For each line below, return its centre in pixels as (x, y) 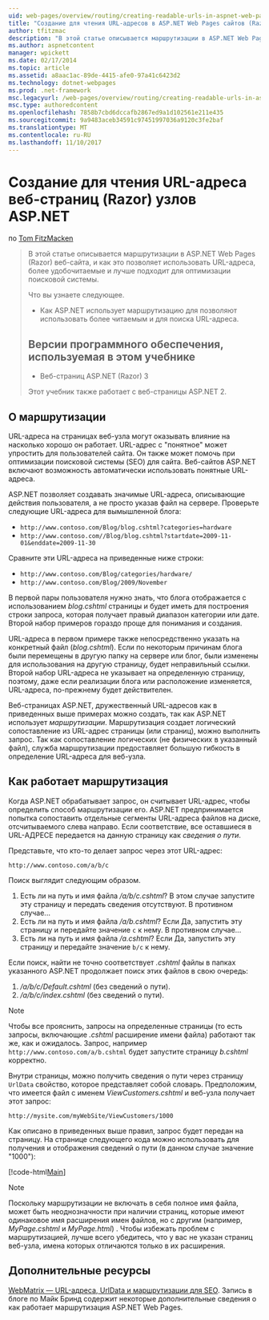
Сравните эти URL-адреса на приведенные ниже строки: (106, 558)
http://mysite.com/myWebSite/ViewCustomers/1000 (91, 1116)
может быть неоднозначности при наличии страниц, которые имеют (126, 1211)
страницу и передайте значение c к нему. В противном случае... (130, 929)
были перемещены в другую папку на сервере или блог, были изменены (133, 656)
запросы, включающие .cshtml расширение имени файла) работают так (132, 1035)
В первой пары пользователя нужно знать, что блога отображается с (127, 597)
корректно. (27, 1060)
